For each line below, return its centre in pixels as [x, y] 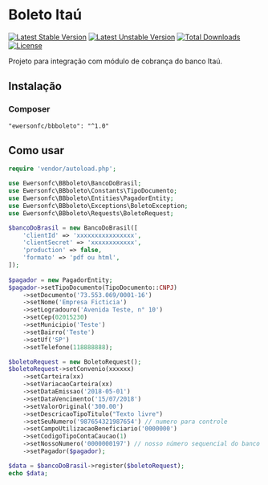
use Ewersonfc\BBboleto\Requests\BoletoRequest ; [91, 213]
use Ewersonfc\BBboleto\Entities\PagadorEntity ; [91, 198]
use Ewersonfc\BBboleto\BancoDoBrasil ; [75, 183]
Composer [29, 109]
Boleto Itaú [45, 15]
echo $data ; [28, 473]
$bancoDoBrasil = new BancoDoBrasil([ [73, 228]
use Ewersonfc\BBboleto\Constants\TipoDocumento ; [93, 191]
